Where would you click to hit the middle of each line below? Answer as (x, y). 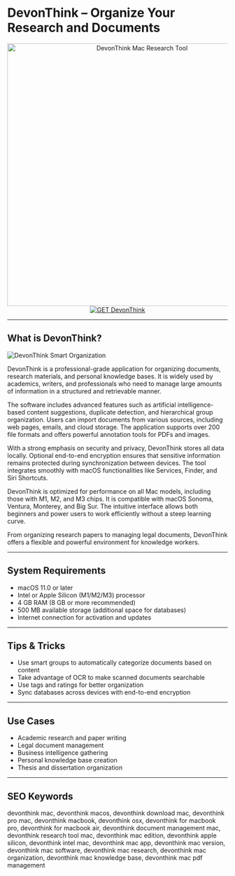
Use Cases (31, 721)
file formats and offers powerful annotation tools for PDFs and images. (109, 434)
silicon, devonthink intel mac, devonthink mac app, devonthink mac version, (116, 843)
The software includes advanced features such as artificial (92, 405)
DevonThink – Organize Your (91, 13)
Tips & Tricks (36, 646)
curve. (16, 521)
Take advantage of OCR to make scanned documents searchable (111, 678)
